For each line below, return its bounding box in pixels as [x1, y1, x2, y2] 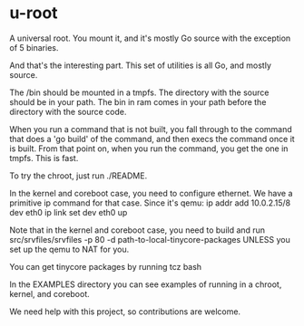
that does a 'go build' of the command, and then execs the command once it [9, 133, 295, 144]
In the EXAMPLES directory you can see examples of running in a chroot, [9, 279, 282, 290]
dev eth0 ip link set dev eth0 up [9, 206, 128, 217]
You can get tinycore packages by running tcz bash [9, 261, 202, 272]
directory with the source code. [9, 106, 127, 117]
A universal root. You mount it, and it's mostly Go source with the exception [9, 33, 291, 43]
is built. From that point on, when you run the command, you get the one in [9, 143, 289, 154]
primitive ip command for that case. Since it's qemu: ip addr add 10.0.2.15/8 [9, 197, 291, 208]
